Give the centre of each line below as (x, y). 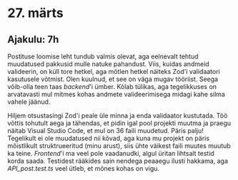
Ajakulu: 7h (33, 39)
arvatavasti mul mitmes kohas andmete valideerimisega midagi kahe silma (116, 94)
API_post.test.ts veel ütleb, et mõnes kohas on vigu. (83, 168)
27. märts (36, 13)
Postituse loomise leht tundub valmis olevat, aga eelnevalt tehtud (103, 56)
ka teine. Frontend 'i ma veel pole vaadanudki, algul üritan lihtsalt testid (111, 153)
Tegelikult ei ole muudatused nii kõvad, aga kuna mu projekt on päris (108, 138)
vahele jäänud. (29, 102)
